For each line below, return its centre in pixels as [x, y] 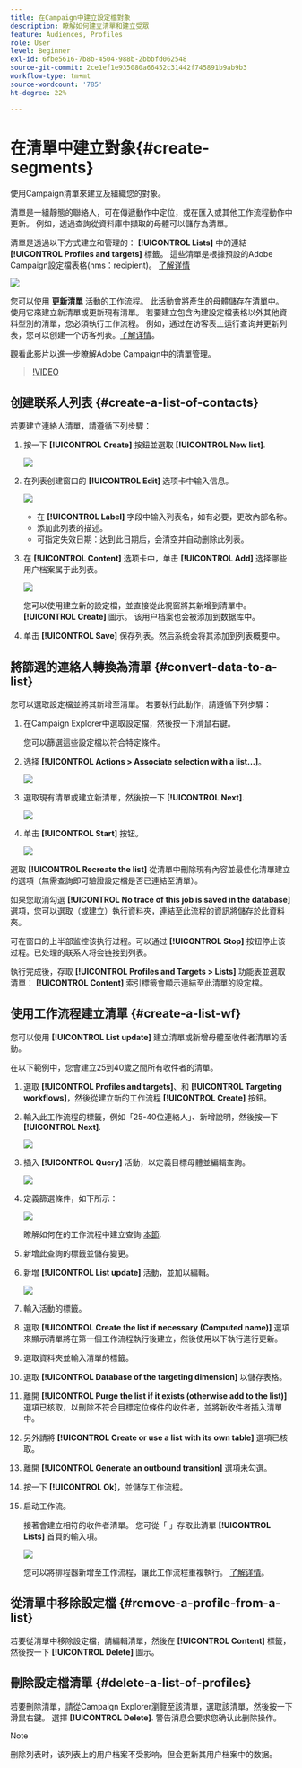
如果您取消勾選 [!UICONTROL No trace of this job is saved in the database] [151, 900]
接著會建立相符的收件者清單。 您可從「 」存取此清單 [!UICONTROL [147, 1525]
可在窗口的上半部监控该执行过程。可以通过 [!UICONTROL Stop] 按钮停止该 [148, 941]
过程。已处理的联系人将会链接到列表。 [81, 952]
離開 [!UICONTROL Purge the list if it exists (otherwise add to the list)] [155, 1396]
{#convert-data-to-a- [216, 667]
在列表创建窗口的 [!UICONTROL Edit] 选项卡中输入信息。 [128, 481]
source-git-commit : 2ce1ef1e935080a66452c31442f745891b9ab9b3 [129, 68]
